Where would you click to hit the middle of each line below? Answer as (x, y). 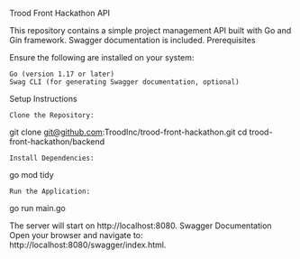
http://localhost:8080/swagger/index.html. (88, 245)
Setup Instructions (44, 99)
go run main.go (37, 208)
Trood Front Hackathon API (60, 13)
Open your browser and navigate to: (76, 235)
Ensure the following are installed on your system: (102, 57)
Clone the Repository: (52, 116)
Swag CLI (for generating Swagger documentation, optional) (125, 82)
